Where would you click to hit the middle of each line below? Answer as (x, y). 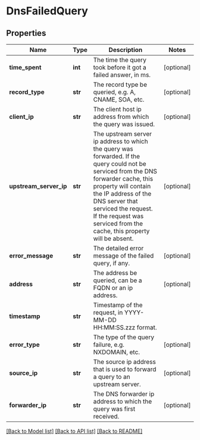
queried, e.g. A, (114, 92)
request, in (108, 312)
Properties (26, 33)
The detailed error (118, 248)
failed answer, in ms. (122, 75)
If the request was (118, 216)
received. (106, 416)
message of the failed (124, 256)
